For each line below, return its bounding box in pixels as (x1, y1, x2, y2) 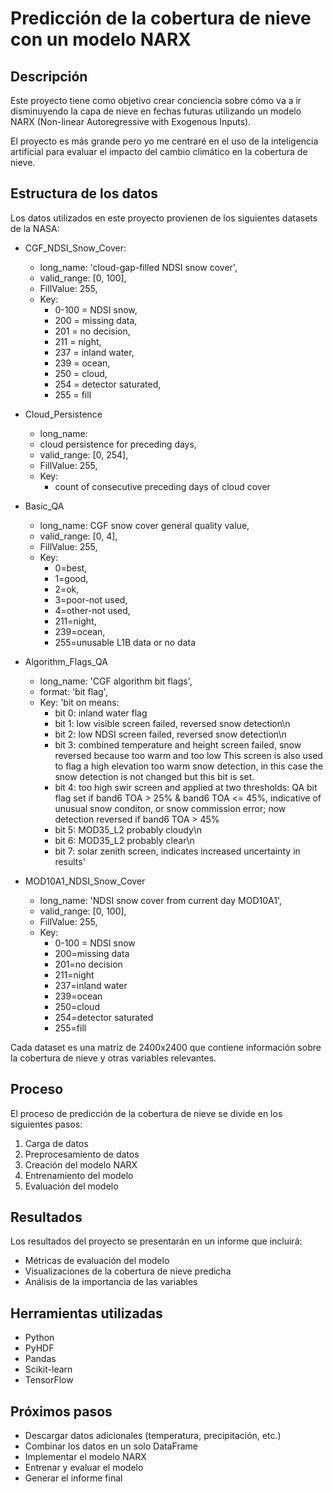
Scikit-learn (24, 1363, 73, 1376)
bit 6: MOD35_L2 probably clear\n (54, 834, 195, 846)
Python (24, 1332, 55, 1344)
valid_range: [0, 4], (39, 530, 118, 542)
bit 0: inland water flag (54, 707, 148, 719)
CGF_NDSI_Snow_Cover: (24, 242, 127, 254)
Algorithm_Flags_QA (24, 655, 108, 667)
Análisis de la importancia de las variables (24, 1276, 198, 1288)
